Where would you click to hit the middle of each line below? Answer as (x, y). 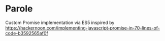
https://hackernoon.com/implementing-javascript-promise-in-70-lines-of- (82, 27)
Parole (19, 9)
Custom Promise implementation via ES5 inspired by (60, 22)
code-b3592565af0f (27, 33)
